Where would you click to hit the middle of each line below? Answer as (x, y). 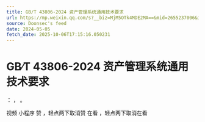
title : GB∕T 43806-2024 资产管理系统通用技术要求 (65, 12)
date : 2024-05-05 (28, 29)
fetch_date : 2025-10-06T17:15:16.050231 (59, 35)
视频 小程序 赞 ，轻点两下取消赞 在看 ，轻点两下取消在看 (77, 113)
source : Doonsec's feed (37, 23)
